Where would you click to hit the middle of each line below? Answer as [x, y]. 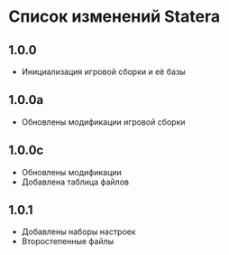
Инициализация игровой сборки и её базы [103, 71]
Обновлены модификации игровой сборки [103, 122]
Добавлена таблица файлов [75, 182]
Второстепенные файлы [68, 241]
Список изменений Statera [114, 17]
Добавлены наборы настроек [78, 231]
